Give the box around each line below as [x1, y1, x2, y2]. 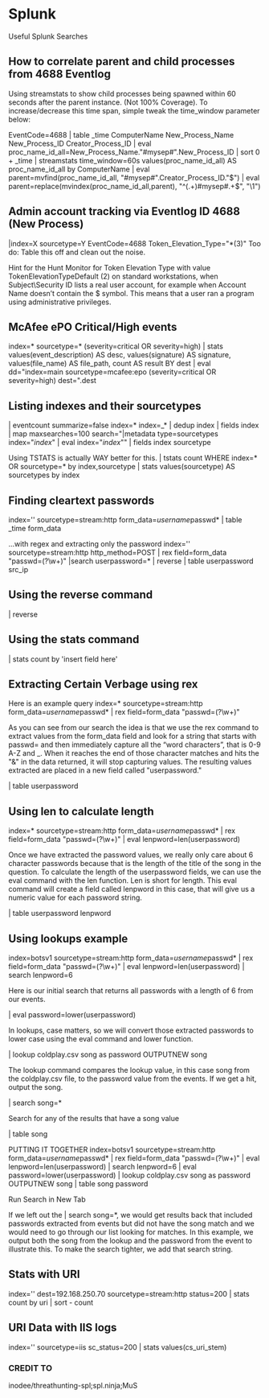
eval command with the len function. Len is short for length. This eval [8, 876, 237, 885]
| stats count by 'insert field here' [8, 654, 118, 664]
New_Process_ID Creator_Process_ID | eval [8, 138, 152, 148]
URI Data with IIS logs [8, 1321, 117, 1334]
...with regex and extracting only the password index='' [8, 539, 191, 548]
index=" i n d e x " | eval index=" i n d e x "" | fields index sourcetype [8, 438, 211, 447]
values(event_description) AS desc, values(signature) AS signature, [8, 350, 231, 360]
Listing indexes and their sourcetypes [8, 399, 202, 413]
